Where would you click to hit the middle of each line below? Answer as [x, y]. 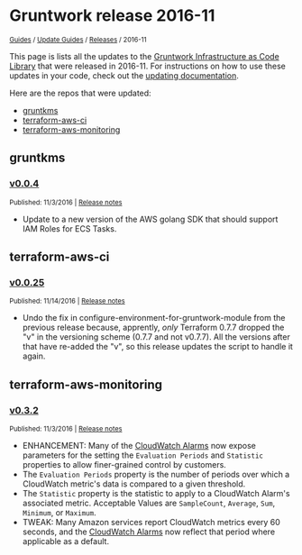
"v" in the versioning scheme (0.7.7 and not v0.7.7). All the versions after [156, 337]
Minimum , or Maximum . [59, 513]
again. [34, 356]
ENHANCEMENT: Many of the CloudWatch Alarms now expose [139, 446]
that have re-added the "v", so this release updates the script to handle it [157, 347]
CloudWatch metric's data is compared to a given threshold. [134, 484]
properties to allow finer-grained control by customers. [124, 464]
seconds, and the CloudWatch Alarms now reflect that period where [149, 532]
